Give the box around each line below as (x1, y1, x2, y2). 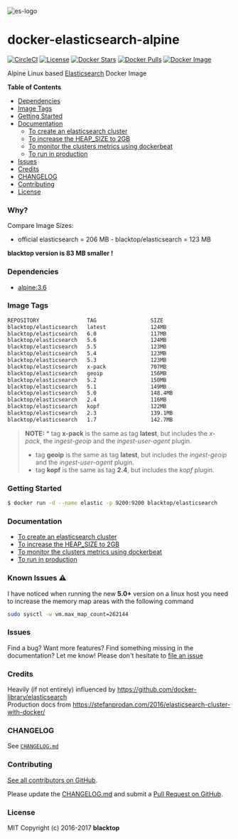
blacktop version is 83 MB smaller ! (7, 249, 114, 258)
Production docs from (7, 700, 71, 709)
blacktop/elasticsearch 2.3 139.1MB (7, 410, 173, 417)
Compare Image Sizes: (7, 222, 74, 230)
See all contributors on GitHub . (7, 776, 98, 784)
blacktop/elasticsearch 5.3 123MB (7, 357, 167, 364)
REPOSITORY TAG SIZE (7, 317, 163, 324)
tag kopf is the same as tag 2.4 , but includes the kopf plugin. (35, 465, 215, 474)
